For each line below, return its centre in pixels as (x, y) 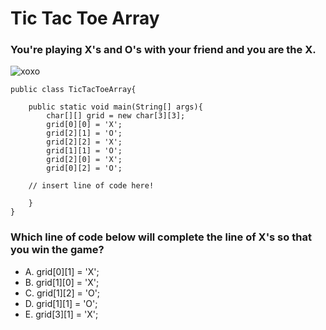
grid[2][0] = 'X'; (84, 160)
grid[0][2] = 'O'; (84, 168)
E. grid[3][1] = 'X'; (61, 314)
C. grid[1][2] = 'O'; (62, 293)
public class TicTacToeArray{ (73, 90)
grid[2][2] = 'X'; (84, 142)
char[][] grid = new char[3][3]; (116, 116)
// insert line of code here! (91, 186)
